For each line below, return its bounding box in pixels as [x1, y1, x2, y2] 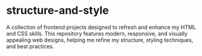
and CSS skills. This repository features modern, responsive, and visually [6, 30, 188, 37]
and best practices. [6, 43, 54, 50]
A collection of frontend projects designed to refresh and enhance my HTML [6, 23, 197, 31]
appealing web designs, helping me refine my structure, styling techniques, [6, 36, 194, 43]
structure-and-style [6, 4, 109, 17]
